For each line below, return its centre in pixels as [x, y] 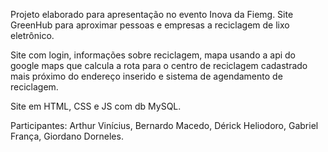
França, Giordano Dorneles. [67, 136]
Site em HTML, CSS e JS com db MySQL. [96, 106]
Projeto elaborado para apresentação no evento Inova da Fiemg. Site [152, 14]
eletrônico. [32, 35]
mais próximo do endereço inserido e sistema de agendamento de [146, 76]
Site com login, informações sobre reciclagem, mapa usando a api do [153, 55]
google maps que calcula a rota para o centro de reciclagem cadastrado [159, 65]
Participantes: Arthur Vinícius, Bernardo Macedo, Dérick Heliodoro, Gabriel [164, 125]
